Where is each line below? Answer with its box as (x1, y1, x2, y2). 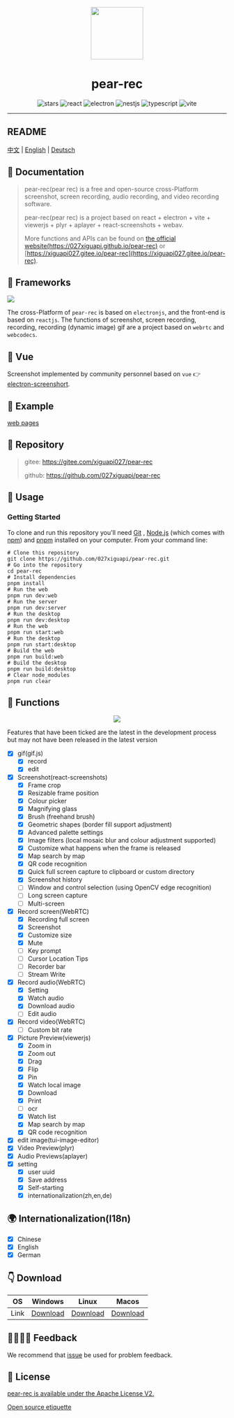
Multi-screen (27, 899, 65, 908)
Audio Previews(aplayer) (17, 1152, 88, 1160)
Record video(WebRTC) (17, 1017, 86, 1026)
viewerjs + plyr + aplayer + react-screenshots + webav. (24, 220, 184, 229)
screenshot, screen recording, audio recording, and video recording (24, 192, 219, 201)
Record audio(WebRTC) (17, 978, 86, 987)
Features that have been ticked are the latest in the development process (7, 728, 217, 737)
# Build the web (7, 647, 54, 654)
